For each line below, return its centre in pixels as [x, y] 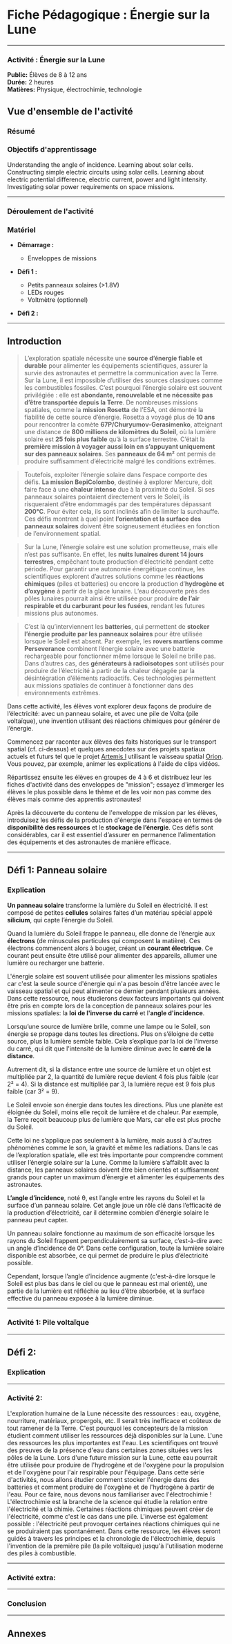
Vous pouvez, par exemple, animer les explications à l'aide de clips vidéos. [114, 763]
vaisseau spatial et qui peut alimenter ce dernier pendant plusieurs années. [114, 991]
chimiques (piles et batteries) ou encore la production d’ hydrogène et [124, 583]
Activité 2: [25, 1398]
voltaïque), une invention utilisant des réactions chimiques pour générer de [114, 721]
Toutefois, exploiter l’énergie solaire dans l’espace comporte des [116, 474]
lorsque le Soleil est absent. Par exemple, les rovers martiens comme [123, 641]
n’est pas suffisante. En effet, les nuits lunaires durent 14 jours [114, 554]
